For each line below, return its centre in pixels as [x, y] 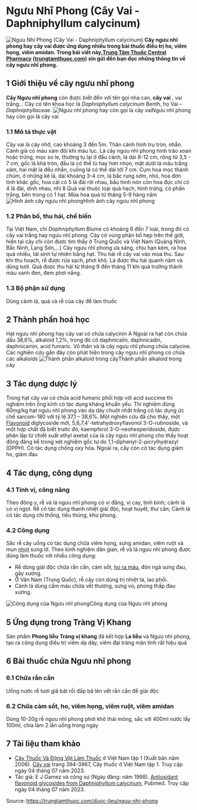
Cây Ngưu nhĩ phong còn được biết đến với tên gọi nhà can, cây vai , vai [94, 97]
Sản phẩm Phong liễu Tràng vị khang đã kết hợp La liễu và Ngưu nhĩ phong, [98, 637]
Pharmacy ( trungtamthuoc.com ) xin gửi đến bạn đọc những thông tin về [96, 58]
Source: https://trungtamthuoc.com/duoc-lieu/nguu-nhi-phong [82, 801]
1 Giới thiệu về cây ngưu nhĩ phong [70, 83]
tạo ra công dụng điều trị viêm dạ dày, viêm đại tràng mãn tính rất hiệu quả [96, 643]
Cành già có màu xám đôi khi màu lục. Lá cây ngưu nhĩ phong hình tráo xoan [99, 151]
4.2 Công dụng [28, 530]
